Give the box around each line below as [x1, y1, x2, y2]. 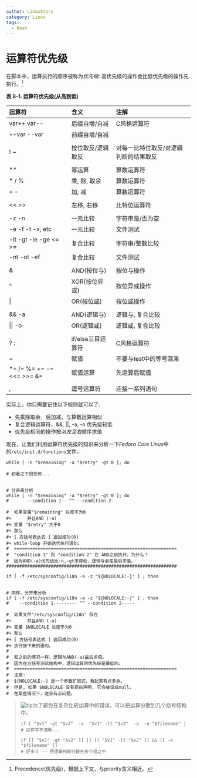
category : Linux [6, 14, 46, 20]
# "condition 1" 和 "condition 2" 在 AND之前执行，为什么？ [6, 552, 149, 558]
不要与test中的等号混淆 [116, 354, 179, 363]
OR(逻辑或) [71, 321, 103, 330]
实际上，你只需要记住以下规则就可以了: [6, 401, 101, 408]
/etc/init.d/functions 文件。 [11, 448, 82, 455]
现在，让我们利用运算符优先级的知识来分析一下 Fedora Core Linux [6, 440, 164, 447]
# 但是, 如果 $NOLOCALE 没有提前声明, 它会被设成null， [6, 684, 134, 690]
